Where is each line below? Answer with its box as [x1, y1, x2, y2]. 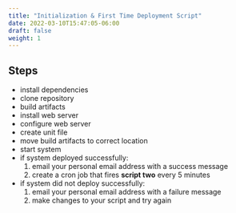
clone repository [19, 94, 74, 103]
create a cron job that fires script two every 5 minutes [31, 170, 210, 180]
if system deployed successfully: [19, 153, 129, 163]
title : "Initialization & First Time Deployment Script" [8, 11, 202, 20]
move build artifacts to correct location [19, 136, 148, 146]
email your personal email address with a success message [31, 162, 229, 171]
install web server [19, 111, 79, 120]
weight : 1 [8, 34, 42, 42]
